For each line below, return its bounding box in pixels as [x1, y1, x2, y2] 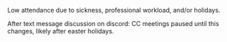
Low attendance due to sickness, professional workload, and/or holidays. [7, 6, 221, 14]
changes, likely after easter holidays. [7, 27, 115, 35]
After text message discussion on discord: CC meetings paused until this [7, 20, 219, 27]
